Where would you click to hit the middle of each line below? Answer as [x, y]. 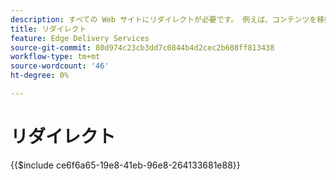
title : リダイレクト [48, 29]
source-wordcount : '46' [60, 66]
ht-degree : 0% [40, 76]
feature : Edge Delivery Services [80, 38]
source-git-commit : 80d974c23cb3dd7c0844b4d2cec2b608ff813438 [142, 47]
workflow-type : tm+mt [55, 57]
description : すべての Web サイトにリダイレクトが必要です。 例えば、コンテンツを [164, 19]
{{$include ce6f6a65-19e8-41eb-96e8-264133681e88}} [125, 165]
